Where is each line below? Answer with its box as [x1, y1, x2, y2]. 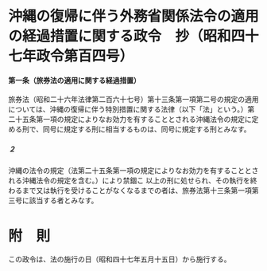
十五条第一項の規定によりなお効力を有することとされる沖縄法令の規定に [14, 115, 252, 124]
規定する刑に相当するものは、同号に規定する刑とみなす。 [63, 124, 252, 134]
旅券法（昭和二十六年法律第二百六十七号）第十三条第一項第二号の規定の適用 [8, 95, 259, 104]
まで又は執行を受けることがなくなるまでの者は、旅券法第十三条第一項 [21, 186, 252, 195]
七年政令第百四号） [8, 47, 134, 65]
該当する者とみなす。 [29, 196, 99, 206]
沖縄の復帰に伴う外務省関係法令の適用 [8, 7, 260, 26]
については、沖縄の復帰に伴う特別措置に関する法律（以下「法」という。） [8, 104, 248, 114]
